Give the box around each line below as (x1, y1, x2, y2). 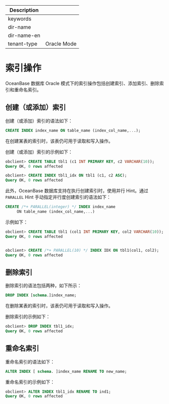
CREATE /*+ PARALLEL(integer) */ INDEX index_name (5, 205, 116, 210)
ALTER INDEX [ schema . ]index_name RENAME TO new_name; (5, 369, 127, 374)
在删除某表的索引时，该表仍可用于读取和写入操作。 (5, 302, 113, 309)
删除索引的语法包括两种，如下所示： (5, 282, 82, 289)
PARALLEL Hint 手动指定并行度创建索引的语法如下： (5, 194, 111, 200)
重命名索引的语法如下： (5, 358, 55, 365)
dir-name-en (8, 32, 41, 39)
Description (9, 7, 39, 13)
